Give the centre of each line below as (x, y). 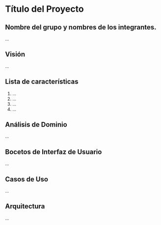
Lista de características (42, 82)
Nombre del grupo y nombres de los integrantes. (81, 27)
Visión (15, 54)
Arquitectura (25, 207)
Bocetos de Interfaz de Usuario (54, 152)
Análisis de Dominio (36, 125)
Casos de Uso (27, 179)
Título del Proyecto (45, 9)
